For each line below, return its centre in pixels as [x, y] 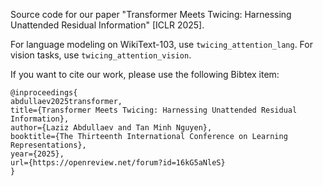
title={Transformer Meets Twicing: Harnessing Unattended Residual [154, 110]
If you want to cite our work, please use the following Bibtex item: [145, 74]
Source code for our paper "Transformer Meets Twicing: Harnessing [151, 14]
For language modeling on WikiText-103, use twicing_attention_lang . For [161, 44]
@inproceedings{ [44, 93]
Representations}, [48, 145]
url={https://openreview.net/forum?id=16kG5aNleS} [118, 163]
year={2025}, [37, 154]
